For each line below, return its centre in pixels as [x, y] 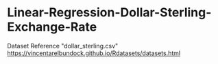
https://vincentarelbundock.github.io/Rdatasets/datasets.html [94, 53]
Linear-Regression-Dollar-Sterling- [109, 13]
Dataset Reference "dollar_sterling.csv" [63, 46]
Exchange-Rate [52, 27]
